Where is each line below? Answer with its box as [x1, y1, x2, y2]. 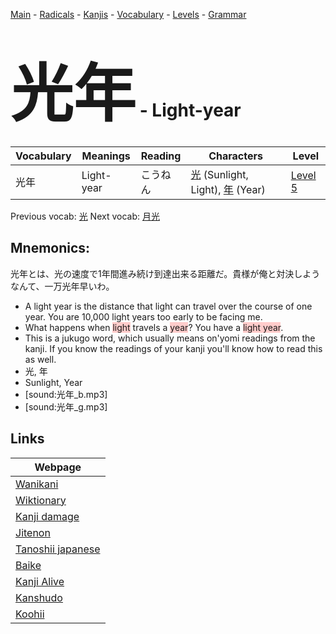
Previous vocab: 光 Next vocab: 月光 [10, 210, 160, 222]
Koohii [15, 607, 45, 621]
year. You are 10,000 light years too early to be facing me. [24, 310, 263, 323]
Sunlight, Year [24, 376, 83, 388]
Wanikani [15, 477, 59, 491]
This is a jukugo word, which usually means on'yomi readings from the [24, 332, 316, 344]
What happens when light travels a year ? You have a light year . [24, 321, 284, 333]
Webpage [34, 460, 82, 474]
